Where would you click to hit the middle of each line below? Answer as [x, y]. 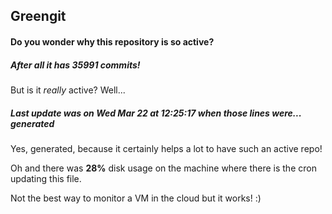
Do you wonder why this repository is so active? [112, 41]
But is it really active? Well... [68, 90]
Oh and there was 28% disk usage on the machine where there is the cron [163, 168]
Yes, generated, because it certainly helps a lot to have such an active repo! [166, 148]
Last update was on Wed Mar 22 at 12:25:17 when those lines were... [156, 113]
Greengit [38, 16]
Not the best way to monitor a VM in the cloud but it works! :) [136, 198]
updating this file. [46, 178]
